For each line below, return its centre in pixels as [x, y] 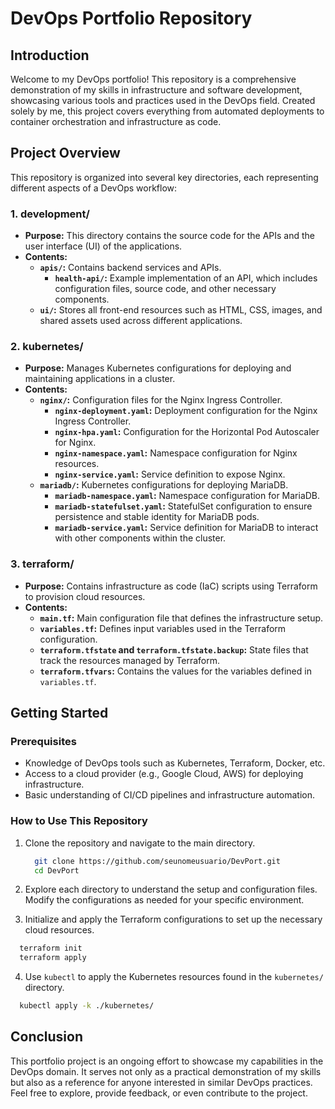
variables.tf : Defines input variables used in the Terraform [163, 628]
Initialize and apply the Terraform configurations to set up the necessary [173, 919]
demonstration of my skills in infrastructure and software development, [156, 90]
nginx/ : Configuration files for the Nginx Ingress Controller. [161, 400]
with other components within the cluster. [140, 538]
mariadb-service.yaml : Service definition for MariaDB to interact [186, 528]
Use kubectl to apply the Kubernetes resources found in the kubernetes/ [174, 977]
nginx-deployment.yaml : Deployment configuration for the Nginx [186, 411]
